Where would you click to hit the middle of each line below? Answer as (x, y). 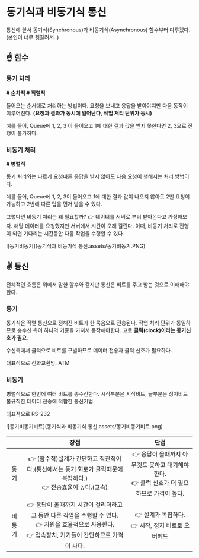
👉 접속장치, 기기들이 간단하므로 (69, 535)
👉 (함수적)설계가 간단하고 (63, 459)
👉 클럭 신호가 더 (154, 483)
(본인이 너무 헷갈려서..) (33, 37)
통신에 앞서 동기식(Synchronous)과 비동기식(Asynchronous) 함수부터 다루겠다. (98, 30)
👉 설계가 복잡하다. (160, 515)
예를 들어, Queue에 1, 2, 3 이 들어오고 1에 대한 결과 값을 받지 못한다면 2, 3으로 (96, 125)
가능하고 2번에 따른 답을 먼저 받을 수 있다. (54, 204)
